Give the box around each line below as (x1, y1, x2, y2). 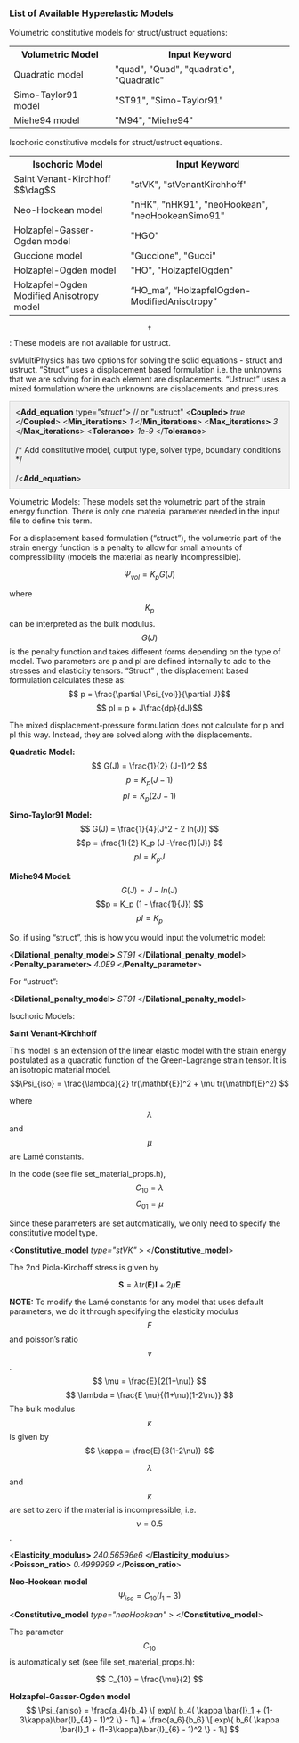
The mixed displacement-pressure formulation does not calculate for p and (9, 719, 285, 730)
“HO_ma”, (130, 284, 172, 297)
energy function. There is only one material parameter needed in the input (9, 506, 280, 517)
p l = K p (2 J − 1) (123, 790, 176, 803)
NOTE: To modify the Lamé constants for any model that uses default (9, 1296, 264, 1307)
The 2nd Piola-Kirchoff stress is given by (9, 1262, 159, 1272)
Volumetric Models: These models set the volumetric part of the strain (9, 497, 266, 507)
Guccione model (13, 250, 83, 262)
